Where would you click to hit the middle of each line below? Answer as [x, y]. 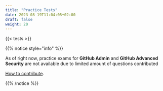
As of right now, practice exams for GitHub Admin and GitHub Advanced [82, 58]
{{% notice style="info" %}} [34, 48]
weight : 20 [17, 24]
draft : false [19, 19]
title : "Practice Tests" [31, 10]
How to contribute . [25, 74]
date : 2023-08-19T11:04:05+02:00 [40, 15]
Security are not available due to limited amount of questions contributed [82, 64]
